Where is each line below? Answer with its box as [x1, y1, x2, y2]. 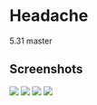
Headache [9, 5, 89, 26]
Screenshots [9, 62, 83, 77]
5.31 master [9, 35, 53, 46]
